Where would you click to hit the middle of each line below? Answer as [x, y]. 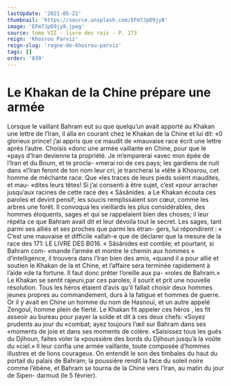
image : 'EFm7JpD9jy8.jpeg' [46, 26]
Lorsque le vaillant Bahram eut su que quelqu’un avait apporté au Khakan [111, 126]
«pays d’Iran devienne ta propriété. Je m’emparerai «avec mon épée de [109, 155]
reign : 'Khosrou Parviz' [43, 39]
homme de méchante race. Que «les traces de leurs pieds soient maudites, [114, 177]
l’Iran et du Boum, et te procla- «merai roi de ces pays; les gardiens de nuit [113, 163]
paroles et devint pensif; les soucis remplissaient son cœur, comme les [108, 199]
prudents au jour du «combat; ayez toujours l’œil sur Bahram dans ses [107, 324]
